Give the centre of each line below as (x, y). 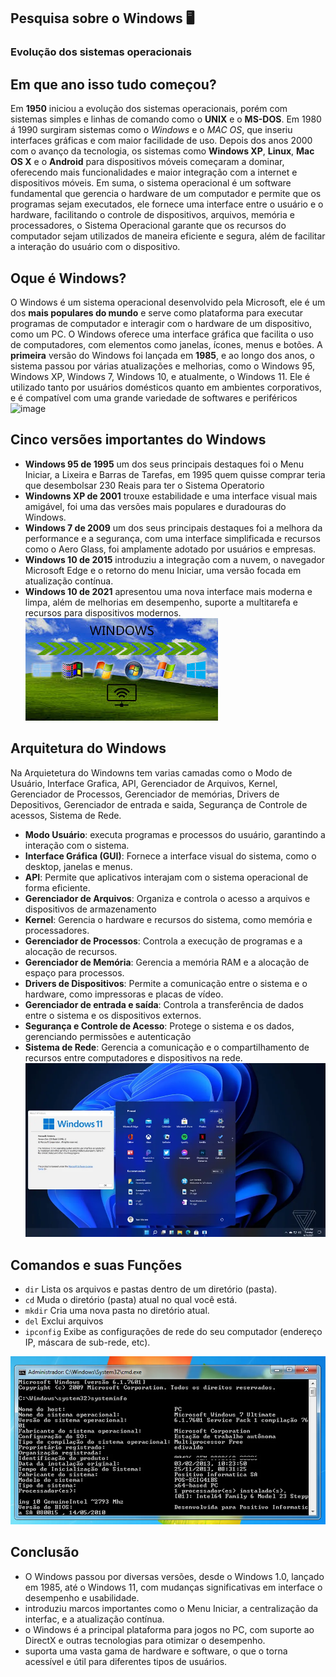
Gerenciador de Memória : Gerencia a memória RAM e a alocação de (167, 962)
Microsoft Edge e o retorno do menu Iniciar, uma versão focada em (163, 570)
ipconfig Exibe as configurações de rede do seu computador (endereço (173, 1331)
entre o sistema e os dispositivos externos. (113, 1015)
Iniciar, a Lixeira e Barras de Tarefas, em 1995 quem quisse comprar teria (175, 474)
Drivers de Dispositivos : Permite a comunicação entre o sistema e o (166, 983)
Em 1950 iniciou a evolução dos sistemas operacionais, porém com (149, 109)
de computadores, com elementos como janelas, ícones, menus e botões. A (166, 344)
